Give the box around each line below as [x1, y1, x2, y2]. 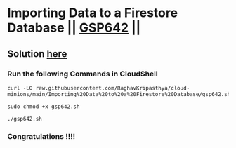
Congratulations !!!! [7, 131, 76, 141]
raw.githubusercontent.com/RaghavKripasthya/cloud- [35, 84, 190, 92]
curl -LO [7, 84, 33, 92]
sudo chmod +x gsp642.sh [7, 103, 80, 110]
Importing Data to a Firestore [7, 5, 178, 21]
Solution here [7, 48, 67, 60]
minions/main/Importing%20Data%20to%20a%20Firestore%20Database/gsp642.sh [7, 90, 231, 97]
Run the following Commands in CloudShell [7, 69, 158, 79]
